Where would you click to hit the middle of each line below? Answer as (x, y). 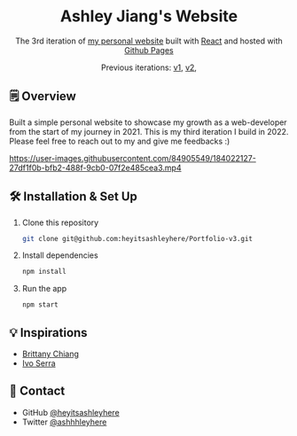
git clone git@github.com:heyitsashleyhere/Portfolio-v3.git (137, 238)
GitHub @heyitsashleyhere (70, 412)
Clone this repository (60, 222)
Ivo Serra (39, 363)
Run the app (44, 289)
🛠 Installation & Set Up (73, 197)
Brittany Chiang (51, 354)
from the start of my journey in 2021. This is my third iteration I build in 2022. (149, 131)
